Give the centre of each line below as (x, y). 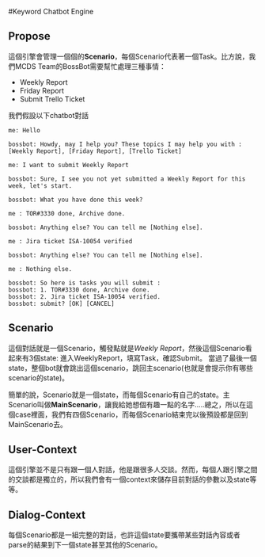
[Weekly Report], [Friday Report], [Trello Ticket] (95, 151)
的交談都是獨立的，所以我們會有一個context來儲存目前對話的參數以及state (129, 479)
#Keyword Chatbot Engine (51, 11)
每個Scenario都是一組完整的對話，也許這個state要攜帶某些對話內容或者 (124, 535)
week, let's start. (40, 185)
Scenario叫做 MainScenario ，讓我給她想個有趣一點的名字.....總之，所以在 (127, 404)
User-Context (43, 450)
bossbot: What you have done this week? (76, 200)
